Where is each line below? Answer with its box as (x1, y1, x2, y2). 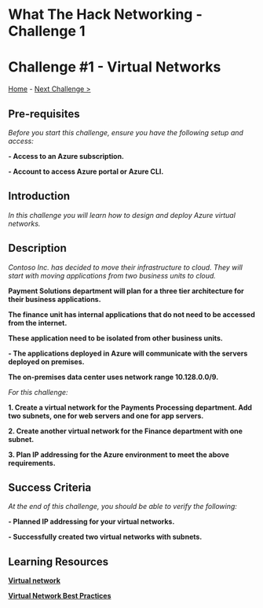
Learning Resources (8, 555, 108, 568)
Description (8, 241, 67, 255)
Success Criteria (8, 481, 92, 494)
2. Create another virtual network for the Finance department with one (8, 426, 243, 436)
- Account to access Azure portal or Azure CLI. (8, 167, 164, 176)
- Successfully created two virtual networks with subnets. (8, 532, 203, 542)
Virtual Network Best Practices (8, 591, 111, 601)
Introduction (8, 190, 71, 203)
